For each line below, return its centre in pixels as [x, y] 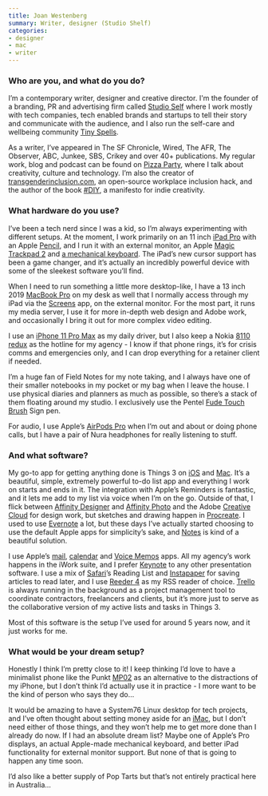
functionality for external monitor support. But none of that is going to [122, 753]
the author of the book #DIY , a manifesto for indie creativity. [107, 190]
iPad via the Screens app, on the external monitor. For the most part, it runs [132, 303]
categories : [28, 30]
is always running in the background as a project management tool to [122, 590]
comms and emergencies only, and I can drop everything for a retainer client [134, 352]
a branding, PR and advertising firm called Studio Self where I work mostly [130, 107]
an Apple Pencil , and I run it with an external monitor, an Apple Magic [122, 245]
